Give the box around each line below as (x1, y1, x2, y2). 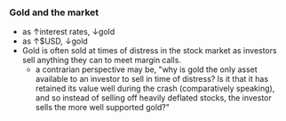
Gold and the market (9, 6, 99, 19)
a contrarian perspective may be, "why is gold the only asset (35, 64, 258, 75)
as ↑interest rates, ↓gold (21, 27, 115, 37)
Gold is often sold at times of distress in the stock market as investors (21, 45, 277, 56)
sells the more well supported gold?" (35, 102, 171, 113)
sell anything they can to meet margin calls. (21, 55, 182, 66)
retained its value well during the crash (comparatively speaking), (35, 83, 275, 94)
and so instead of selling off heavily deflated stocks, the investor (35, 93, 273, 103)
